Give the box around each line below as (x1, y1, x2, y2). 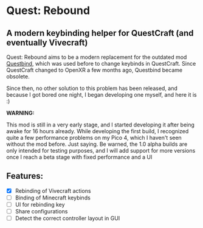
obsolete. (6, 73, 30, 80)
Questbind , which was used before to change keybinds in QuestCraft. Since (6, 60, 196, 67)
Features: (6, 171, 44, 181)
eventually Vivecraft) (6, 37, 88, 47)
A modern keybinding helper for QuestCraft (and (6, 28, 194, 38)
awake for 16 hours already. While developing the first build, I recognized (6, 128, 189, 134)
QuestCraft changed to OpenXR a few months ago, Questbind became (6, 66, 183, 74)
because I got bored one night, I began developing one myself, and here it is (6, 91, 197, 98)
